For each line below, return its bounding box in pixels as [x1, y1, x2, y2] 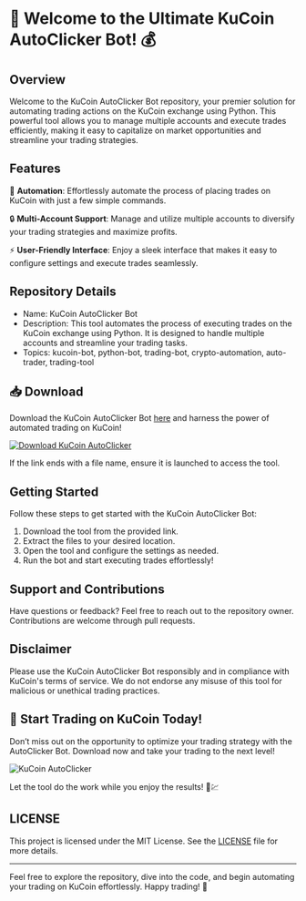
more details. [9, 845, 59, 855]
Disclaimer [9, 641, 72, 657]
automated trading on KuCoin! [9, 423, 122, 434]
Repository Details [9, 284, 117, 300]
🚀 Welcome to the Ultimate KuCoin [9, 8, 275, 29]
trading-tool [49, 356, 95, 367]
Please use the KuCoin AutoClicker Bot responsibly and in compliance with [9, 665, 290, 677]
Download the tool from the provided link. [22, 526, 179, 537]
